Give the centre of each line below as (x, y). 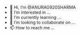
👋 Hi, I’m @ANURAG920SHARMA (43, 7)
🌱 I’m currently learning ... (35, 17)
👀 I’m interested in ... (30, 12)
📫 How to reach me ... (32, 28)
